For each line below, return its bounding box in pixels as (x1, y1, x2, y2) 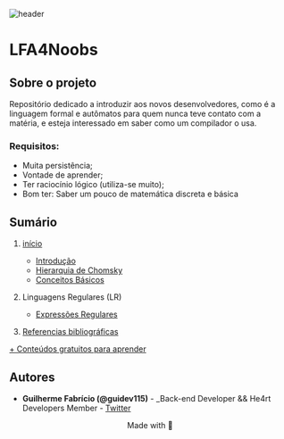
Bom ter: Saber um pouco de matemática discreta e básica (21, 188, 239, 200)
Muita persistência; (21, 161, 94, 171)
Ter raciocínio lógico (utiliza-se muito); (21, 179, 165, 190)
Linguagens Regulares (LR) (21, 292, 122, 302)
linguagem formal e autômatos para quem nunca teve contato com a (9, 108, 262, 119)
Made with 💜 (126, 419, 173, 430)
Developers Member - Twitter (21, 402, 131, 413)
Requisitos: (9, 139, 60, 152)
